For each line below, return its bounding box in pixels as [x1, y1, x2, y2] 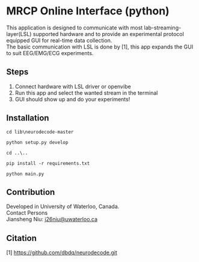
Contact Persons [6, 209, 48, 216]
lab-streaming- [144, 24, 182, 31]
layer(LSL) [6, 30, 32, 37]
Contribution [6, 187, 55, 197]
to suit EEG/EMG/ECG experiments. [6, 49, 94, 56]
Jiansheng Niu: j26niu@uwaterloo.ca [6, 216, 98, 223]
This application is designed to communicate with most [6, 24, 143, 31]
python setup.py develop [6, 139, 69, 145]
